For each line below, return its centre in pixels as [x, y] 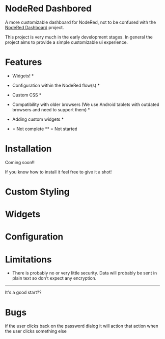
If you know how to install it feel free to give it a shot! [58, 172]
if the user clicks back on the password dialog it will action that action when [82, 326]
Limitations [28, 259]
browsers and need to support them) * [51, 109]
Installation [28, 149]
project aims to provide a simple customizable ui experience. [67, 42]
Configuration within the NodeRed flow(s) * [56, 85]
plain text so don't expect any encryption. [54, 278]
